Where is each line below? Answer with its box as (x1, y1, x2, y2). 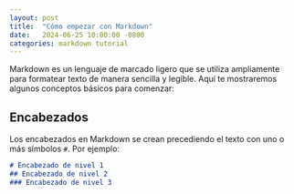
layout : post (9, 13, 59, 23)
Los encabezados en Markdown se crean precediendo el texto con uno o (9, 134, 285, 145)
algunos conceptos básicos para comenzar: (9, 83, 175, 94)
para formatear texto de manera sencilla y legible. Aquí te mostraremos (9, 74, 278, 85)
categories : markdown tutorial (9, 38, 129, 48)
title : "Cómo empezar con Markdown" (9, 22, 153, 31)
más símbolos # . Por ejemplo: (9, 143, 121, 155)
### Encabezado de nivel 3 (9, 178, 112, 187)
